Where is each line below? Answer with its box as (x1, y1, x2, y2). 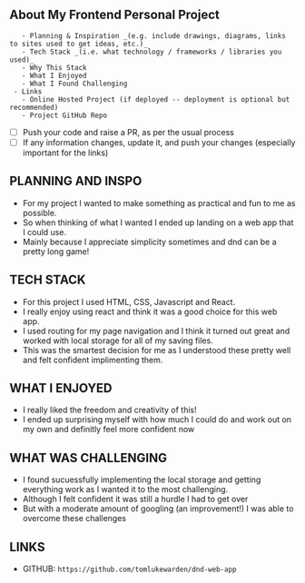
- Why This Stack (21, 63, 88, 72)
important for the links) (22, 147, 109, 158)
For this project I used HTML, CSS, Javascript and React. (22, 296, 236, 307)
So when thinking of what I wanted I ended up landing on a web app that (22, 217, 294, 228)
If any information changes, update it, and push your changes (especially (22, 136, 296, 148)
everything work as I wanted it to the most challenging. (22, 484, 229, 495)
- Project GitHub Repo (21, 111, 107, 120)
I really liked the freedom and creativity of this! (22, 404, 197, 416)
